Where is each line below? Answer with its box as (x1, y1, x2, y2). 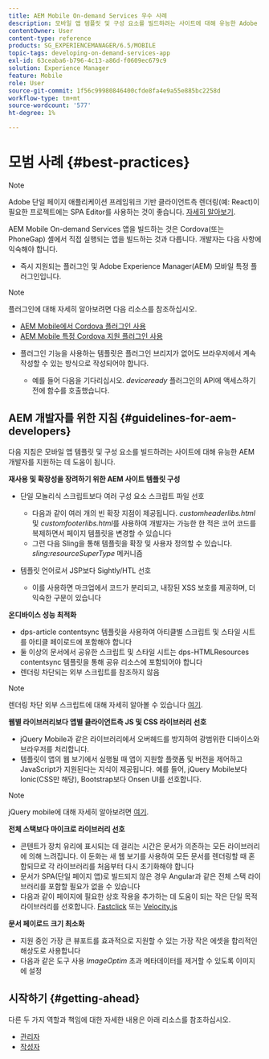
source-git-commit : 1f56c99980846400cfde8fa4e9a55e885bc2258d (8, 86, 221, 95)
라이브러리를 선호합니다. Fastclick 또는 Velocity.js (19, 901, 178, 911)
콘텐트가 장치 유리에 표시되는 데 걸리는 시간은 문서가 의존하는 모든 (19, 841, 226, 851)
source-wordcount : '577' (8, 101, 92, 109)
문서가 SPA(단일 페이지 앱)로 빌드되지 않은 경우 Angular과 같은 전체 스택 (19, 871, 247, 881)
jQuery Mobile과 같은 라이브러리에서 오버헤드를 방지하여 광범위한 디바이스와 (19, 734, 260, 744)
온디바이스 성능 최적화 (8, 609, 77, 620)
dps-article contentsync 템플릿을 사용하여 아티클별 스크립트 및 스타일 (19, 627, 241, 637)
